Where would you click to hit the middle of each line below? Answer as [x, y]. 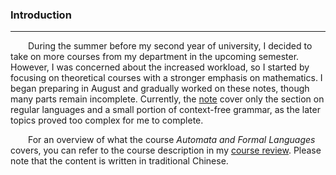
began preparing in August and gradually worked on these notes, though [160, 89]
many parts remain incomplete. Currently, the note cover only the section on [167, 99]
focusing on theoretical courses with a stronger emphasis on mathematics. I [166, 78]
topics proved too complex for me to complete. [107, 120]
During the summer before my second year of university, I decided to [170, 46]
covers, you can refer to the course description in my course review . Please [166, 150]
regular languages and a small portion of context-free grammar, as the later [165, 110]
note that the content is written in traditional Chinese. [119, 161]
